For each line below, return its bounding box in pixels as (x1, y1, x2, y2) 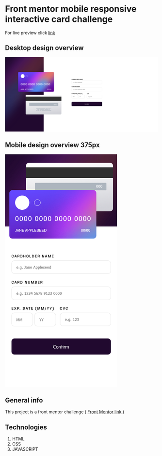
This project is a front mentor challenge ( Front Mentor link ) (5, 409, 125, 415)
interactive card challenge (5, 14, 113, 25)
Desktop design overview (5, 44, 84, 52)
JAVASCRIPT (12, 446, 38, 452)
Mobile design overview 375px (5, 141, 100, 149)
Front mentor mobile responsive (5, 3, 137, 15)
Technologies (5, 423, 48, 431)
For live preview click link (5, 30, 55, 35)
